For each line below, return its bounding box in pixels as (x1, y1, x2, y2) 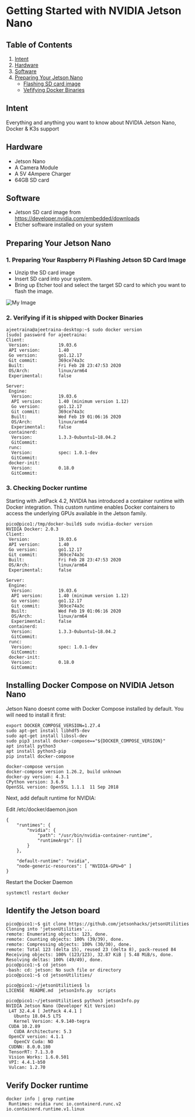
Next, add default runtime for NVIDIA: (6, 794, 96, 801)
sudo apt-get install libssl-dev (6, 733, 88, 739)
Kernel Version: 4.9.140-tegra (13, 1019, 90, 1025)
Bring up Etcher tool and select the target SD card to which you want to (14, 282, 186, 289)
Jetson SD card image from (14, 209, 81, 216)
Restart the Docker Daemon (6, 878, 73, 885)
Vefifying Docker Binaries (23, 87, 85, 93)
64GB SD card (14, 176, 50, 183)
